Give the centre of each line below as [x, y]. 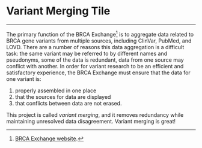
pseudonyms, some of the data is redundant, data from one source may [95, 60]
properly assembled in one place [56, 90]
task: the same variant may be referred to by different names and [87, 53]
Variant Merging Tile [58, 11]
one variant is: [24, 78]
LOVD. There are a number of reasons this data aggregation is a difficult [95, 47]
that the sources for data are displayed [63, 96]
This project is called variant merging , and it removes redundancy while [95, 114]
